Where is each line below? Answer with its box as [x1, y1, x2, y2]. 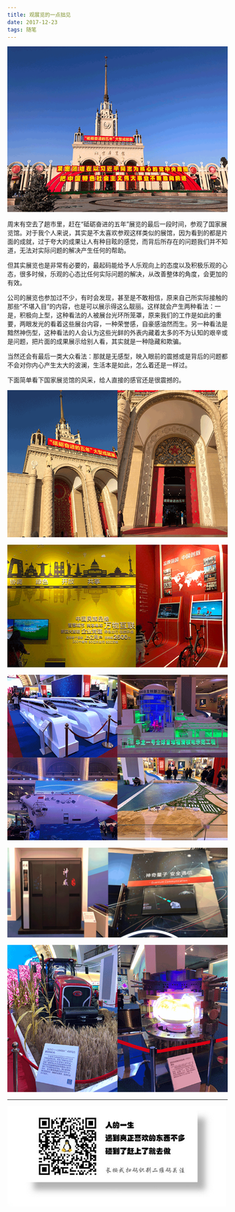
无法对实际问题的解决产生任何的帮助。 [19, 246, 130, 255]
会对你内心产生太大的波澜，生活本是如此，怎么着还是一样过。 [13, 361, 191, 369]
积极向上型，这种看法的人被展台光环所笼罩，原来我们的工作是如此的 [19, 311, 215, 319]
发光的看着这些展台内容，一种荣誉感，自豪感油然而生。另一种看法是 [31, 319, 228, 329]
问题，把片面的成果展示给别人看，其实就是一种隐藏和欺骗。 [13, 337, 185, 346]
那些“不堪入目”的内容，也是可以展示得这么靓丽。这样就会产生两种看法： [7, 302, 215, 311]
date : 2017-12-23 [7, 18, 58, 26]
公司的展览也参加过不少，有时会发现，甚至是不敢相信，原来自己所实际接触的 [7, 294, 228, 302]
